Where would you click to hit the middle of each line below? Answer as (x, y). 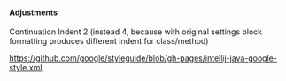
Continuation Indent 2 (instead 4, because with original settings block (136, 32)
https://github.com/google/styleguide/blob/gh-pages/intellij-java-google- (143, 58)
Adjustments (34, 12)
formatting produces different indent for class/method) (109, 41)
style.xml (26, 68)
